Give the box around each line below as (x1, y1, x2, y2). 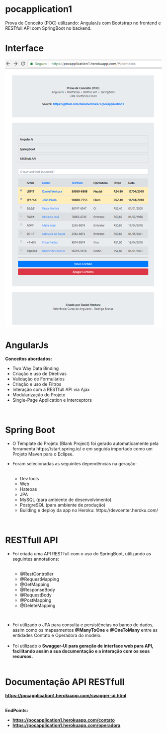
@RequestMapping (19, 576, 59, 582)
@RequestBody (19, 592, 52, 598)
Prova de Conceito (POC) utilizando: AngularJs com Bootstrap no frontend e (5, 20, 161, 26)
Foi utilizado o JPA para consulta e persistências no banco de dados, (12, 622, 154, 628)
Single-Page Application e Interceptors (12, 397, 92, 403)
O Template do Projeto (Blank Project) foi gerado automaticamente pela (12, 440, 159, 446)
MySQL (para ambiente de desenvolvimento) (19, 497, 112, 503)
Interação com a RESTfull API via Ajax (12, 386, 90, 393)
